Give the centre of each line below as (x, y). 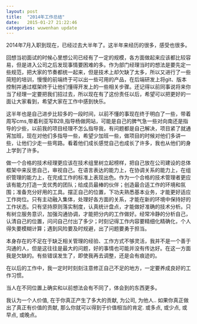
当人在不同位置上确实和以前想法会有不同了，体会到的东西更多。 (83, 288)
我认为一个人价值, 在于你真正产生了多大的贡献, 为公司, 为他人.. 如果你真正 (95, 300)
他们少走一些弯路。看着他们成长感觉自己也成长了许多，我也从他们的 (103, 143)
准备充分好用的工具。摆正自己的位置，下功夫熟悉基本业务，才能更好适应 (103, 192)
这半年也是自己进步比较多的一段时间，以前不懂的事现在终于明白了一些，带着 (98, 114)
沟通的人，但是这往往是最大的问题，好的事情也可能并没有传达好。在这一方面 (98, 249)
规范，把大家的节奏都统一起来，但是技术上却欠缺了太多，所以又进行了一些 (101, 72)
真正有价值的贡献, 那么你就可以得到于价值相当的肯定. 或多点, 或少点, (98, 308)
